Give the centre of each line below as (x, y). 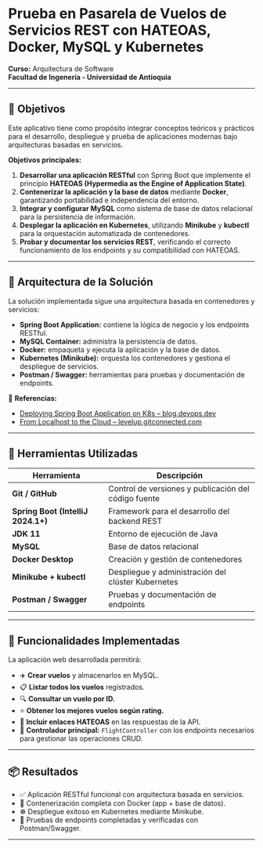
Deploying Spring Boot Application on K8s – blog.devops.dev (118, 413)
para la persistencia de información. (77, 217)
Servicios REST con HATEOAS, (110, 30)
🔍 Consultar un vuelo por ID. (67, 699)
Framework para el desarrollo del (169, 511)
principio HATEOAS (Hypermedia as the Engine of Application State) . (133, 183)
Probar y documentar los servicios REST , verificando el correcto (125, 242)
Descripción (180, 475)
